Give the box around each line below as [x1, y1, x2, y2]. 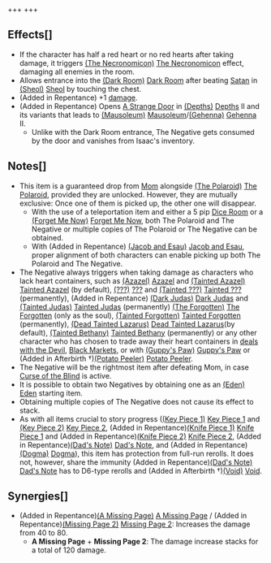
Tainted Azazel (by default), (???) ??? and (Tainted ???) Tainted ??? [19, 284, 243, 294]
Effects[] [7, 28, 54, 41]
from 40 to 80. [19, 528, 68, 538]
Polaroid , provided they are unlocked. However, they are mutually [19, 189, 239, 199]
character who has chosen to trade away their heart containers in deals [19, 336, 259, 346]
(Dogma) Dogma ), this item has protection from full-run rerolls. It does [19, 448, 254, 458]
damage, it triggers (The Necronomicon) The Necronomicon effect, [19, 58, 244, 67]
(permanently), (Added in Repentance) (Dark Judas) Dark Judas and [19, 293, 249, 303]
